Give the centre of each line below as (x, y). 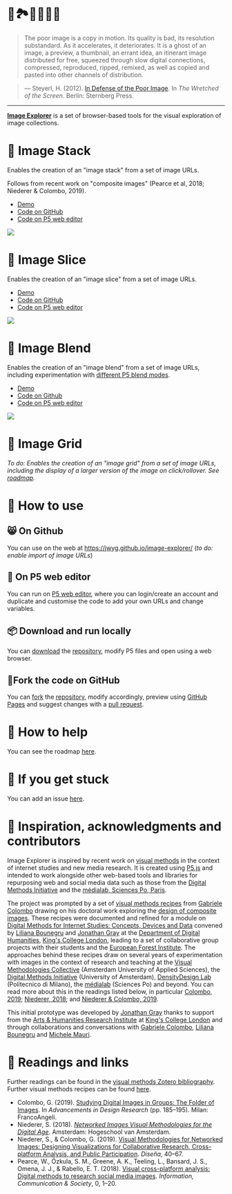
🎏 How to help (48, 732)
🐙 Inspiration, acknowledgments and (115, 827)
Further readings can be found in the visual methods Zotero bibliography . (111, 1081)
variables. (21, 608)
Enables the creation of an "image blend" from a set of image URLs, (104, 367)
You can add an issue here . (46, 799)
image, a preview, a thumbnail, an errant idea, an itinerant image (115, 53)
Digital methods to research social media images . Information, (105, 1176)
